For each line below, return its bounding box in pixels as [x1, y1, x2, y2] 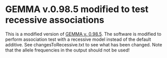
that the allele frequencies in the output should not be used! [5, 47, 130, 53]
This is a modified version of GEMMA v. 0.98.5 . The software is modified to [5, 31, 162, 37]
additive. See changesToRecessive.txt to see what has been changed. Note [5, 41, 162, 47]
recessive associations [5, 14, 105, 26]
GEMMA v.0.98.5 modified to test [5, 4, 149, 15]
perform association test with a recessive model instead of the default [5, 36, 151, 42]
